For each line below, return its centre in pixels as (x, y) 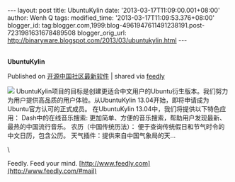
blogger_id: (24, 25)
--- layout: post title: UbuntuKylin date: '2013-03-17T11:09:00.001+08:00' (114, 10)
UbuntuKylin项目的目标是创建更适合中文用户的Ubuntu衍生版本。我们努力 (122, 91)
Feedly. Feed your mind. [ (44, 163)
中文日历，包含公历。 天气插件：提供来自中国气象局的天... (92, 135)
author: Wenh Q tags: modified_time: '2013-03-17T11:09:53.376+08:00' (111, 18)
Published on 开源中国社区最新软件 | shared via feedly (86, 76)
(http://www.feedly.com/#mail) (52, 171)
